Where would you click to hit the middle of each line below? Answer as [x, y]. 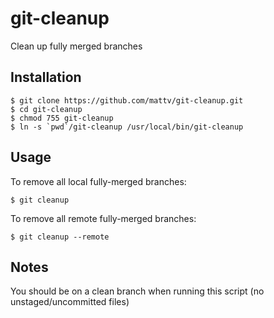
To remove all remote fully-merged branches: [103, 218]
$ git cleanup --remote [60, 237]
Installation [46, 77]
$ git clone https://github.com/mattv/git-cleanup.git [127, 100]
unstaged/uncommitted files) [70, 302]
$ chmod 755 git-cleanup [62, 118]
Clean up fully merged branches [76, 46]
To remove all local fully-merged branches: [98, 181]
